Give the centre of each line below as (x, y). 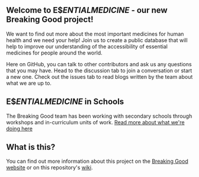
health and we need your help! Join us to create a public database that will (97, 40)
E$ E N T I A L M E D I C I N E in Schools (65, 102)
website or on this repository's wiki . (49, 168)
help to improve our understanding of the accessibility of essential (87, 46)
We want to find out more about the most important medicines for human (95, 34)
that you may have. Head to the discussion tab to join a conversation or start (99, 70)
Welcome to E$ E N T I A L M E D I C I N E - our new (87, 10)
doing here (19, 128)
